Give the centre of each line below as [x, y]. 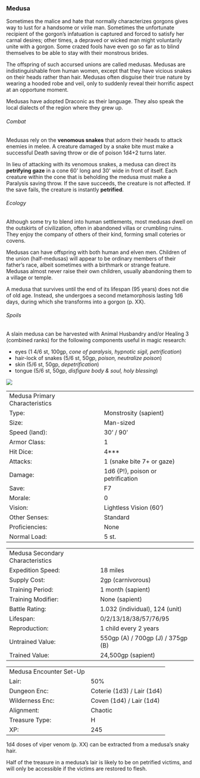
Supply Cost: [27, 579]
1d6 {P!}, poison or [130, 471]
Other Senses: [29, 517]
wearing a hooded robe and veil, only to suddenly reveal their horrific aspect [100, 83]
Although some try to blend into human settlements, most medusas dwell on [100, 221]
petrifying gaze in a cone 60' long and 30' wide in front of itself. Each [92, 171]
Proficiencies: [28, 527]
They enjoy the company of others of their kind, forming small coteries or [96, 234]
